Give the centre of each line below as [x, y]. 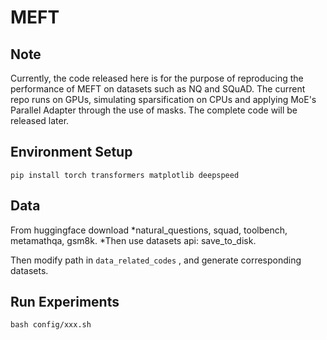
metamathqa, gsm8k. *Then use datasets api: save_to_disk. [133, 240]
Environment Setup [71, 152]
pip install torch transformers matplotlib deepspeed [125, 175]
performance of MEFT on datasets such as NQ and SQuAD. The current [158, 89]
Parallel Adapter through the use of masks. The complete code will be [154, 110]
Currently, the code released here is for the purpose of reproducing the [157, 78]
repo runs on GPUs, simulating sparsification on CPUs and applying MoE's [163, 99]
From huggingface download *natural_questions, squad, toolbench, [149, 230]
